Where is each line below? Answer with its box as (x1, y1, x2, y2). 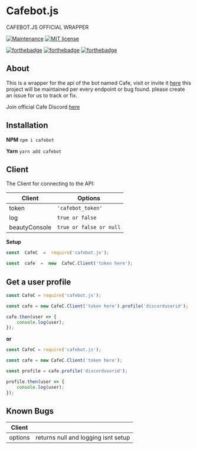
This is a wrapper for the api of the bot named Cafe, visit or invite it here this (6, 79, 192, 86)
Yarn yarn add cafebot (6, 148, 62, 155)
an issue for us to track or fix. (6, 91, 78, 99)
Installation (6, 120, 48, 130)
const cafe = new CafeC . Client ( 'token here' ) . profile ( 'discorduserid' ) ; (6, 303, 189, 309)
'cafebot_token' (57, 205, 103, 212)
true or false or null (57, 224, 121, 231)
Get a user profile (6, 277, 71, 287)
